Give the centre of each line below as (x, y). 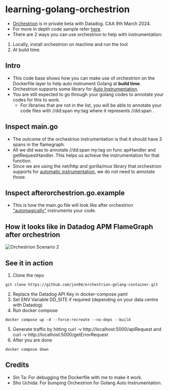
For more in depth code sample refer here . (57, 29)
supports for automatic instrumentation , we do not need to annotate (84, 172)
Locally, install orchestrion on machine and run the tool (70, 44)
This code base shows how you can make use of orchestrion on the (84, 78)
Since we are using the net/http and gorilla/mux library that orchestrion (87, 166)
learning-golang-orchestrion (67, 9)
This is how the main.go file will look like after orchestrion (73, 205)
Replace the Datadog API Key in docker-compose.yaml (70, 294)
